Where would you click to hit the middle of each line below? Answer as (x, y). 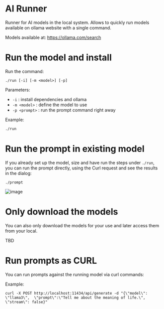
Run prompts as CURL (51, 260)
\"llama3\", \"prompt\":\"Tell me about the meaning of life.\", (75, 298)
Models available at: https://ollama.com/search (53, 37)
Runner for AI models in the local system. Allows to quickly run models (77, 22)
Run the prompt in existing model (75, 149)
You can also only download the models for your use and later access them (82, 225)
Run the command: (25, 71)
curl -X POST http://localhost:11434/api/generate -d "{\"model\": (77, 293)
